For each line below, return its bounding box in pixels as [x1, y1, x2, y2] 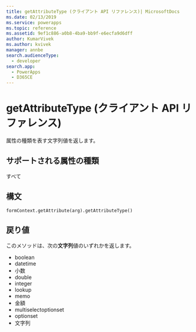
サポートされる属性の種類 [6, 156, 99, 166]
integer [14, 280, 32, 287]
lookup [14, 286, 32, 293]
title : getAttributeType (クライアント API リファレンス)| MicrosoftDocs [6, 8, 180, 15]
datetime [14, 260, 36, 267]
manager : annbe [6, 47, 44, 53]
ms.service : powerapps [6, 19, 62, 25]
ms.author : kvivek [6, 42, 51, 48]
